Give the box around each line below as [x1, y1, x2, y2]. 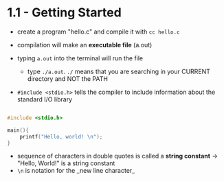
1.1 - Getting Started [7, 5, 122, 21]
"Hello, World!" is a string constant [16, 159, 115, 167]
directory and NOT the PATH [27, 74, 109, 83]
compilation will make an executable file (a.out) [16, 40, 153, 49]
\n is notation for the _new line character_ [16, 167, 135, 175]
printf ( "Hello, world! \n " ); [19, 133, 103, 140]
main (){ [7, 127, 30, 134]
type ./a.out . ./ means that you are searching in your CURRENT [27, 67, 211, 75]
